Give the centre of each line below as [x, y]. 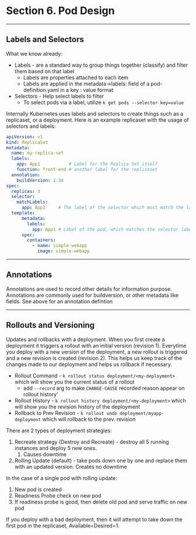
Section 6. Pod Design [60, 11]
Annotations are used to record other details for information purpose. [89, 289]
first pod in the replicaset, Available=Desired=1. [63, 526]
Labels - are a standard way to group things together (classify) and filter [101, 65]
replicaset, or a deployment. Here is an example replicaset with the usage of [98, 120]
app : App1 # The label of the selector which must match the [102, 208]
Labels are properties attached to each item [76, 77]
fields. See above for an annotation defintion [60, 301]
